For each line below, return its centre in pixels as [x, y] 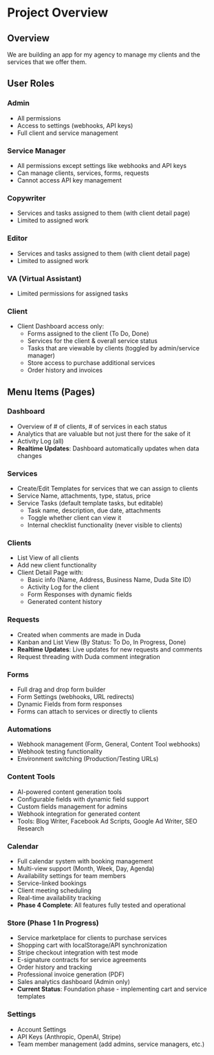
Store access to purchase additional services [91, 363]
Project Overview [58, 13]
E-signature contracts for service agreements [82, 960]
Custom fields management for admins [72, 806]
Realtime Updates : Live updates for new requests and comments [110, 649]
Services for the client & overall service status [93, 341]
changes [30, 455]
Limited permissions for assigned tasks [73, 293]
